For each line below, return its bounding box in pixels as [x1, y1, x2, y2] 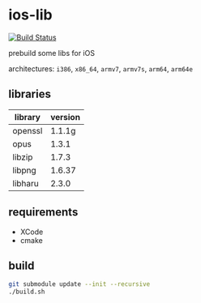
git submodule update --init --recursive [8, 280, 151, 288]
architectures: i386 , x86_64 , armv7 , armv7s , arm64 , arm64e [8, 63, 193, 74]
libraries [8, 87, 51, 101]
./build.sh [8, 288, 45, 297]
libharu [12, 177, 39, 189]
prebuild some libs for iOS [8, 48, 96, 58]
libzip [12, 151, 33, 163]
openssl [12, 125, 43, 136]
